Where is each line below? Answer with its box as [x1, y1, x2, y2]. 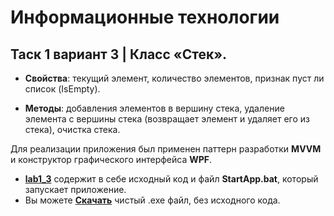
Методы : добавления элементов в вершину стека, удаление [24, 102, 285, 114]
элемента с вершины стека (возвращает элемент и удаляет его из [24, 113, 310, 125]
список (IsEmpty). [24, 83, 101, 95]
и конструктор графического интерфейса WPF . [10, 154, 213, 165]
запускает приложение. [24, 184, 127, 195]
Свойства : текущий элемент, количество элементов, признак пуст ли [24, 72, 325, 84]
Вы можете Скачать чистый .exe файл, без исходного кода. [24, 194, 281, 206]
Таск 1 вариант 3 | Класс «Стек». [10, 46, 228, 63]
